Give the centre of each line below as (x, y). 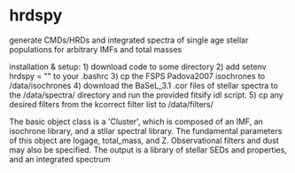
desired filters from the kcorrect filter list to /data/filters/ (112, 104)
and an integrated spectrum (60, 159)
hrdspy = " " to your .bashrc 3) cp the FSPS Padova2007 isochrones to (137, 75)
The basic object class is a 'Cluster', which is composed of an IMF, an (136, 122)
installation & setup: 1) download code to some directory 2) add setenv (138, 67)
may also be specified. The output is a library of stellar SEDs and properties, (148, 149)
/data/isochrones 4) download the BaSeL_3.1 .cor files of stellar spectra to (144, 85)
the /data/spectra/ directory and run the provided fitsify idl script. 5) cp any (146, 95)
